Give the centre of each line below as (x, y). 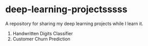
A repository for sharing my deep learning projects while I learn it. (74, 24)
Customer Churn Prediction (41, 39)
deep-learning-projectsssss (66, 9)
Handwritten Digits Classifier (43, 33)
